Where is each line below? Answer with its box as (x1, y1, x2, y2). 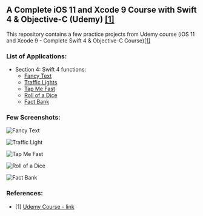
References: (6, 189, 44, 198)
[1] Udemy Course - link (15, 203, 75, 210)
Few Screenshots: (6, 113, 61, 122)
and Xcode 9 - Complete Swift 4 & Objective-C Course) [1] (6, 36, 151, 44)
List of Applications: (6, 52, 67, 60)
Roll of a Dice (24, 92, 58, 99)
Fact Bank (24, 98, 50, 106)
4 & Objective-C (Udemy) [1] (6, 15, 115, 25)
